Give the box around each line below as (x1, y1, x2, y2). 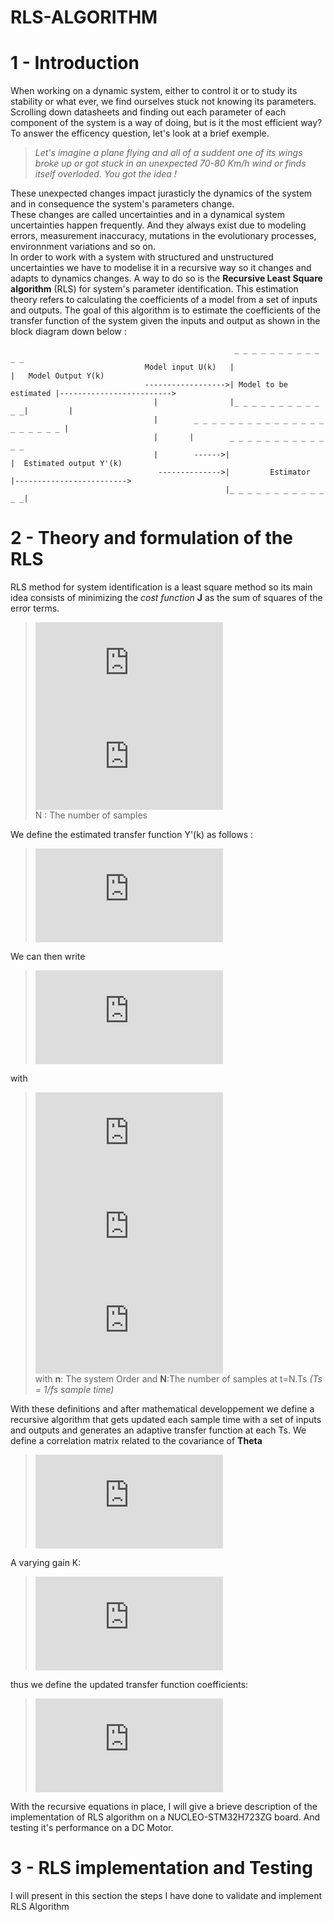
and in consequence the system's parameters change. (10, 198, 235, 210)
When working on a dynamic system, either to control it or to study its (10, 85, 298, 97)
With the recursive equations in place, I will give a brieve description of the (10, 1801, 318, 1813)
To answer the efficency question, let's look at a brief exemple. (10, 127, 270, 140)
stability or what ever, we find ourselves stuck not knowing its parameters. (10, 96, 317, 108)
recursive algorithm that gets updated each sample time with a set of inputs (10, 1414, 322, 1426)
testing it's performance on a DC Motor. (10, 1822, 174, 1834)
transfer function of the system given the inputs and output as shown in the (10, 315, 321, 327)
